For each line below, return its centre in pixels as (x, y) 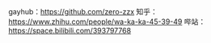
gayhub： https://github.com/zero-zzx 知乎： (83, 12)
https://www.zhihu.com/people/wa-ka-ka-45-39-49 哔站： (107, 21)
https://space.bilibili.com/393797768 (70, 31)
